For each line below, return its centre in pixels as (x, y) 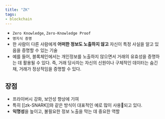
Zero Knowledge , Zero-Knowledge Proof (51, 33)
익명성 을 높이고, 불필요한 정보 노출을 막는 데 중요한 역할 (66, 112)
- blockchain (19, 19)
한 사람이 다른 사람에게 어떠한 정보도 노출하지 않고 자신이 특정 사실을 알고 (83, 44)
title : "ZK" (17, 10)
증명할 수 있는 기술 (40, 51)
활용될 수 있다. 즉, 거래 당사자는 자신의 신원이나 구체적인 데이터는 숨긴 (90, 63)
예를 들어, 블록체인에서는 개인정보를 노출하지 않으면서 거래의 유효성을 (79, 57)
